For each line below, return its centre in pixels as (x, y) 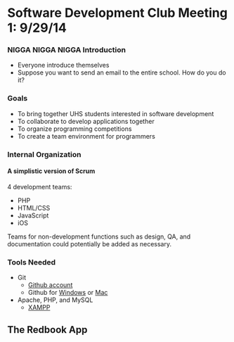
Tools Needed (32, 262)
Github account (50, 285)
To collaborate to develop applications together (86, 121)
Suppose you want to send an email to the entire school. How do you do (122, 72)
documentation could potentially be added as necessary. (90, 243)
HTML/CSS (34, 208)
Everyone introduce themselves (63, 65)
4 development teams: (40, 186)
